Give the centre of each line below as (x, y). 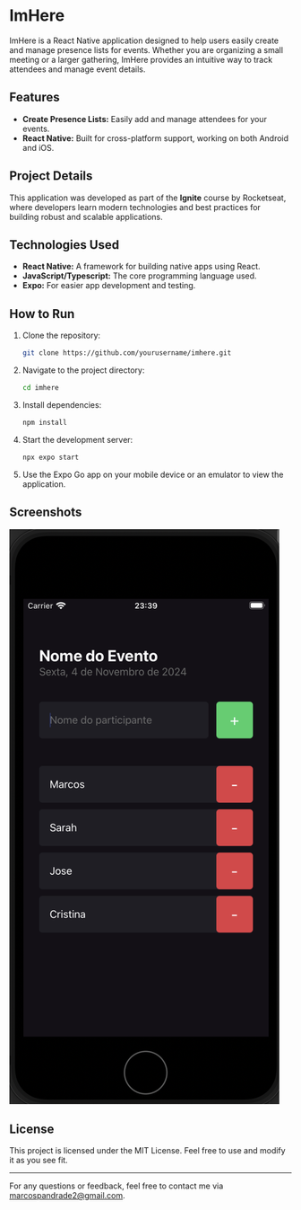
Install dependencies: (62, 404)
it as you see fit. (39, 1161)
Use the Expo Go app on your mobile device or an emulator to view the (153, 474)
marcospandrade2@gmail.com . (67, 1196)
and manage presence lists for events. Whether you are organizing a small (146, 49)
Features (34, 97)
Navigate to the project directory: (83, 370)
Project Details (51, 176)
